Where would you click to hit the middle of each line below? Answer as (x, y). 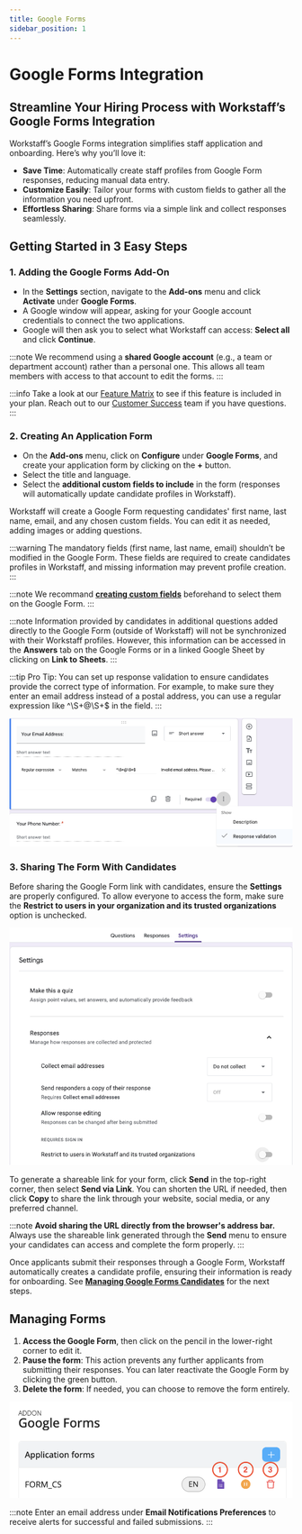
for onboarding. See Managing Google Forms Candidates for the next (139, 1281)
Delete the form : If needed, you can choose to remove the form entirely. (156, 1389)
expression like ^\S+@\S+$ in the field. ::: (86, 706)
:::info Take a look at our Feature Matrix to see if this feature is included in (145, 394)
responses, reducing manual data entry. (96, 179)
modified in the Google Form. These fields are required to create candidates (150, 558)
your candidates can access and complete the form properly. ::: (127, 1245)
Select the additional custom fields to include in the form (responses (151, 484)
